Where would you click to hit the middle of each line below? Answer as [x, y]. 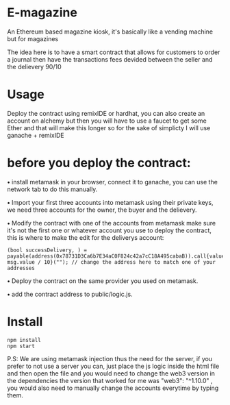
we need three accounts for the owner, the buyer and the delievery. [102, 210]
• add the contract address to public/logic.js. [70, 294]
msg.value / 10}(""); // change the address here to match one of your [111, 262]
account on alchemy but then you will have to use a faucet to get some [107, 121]
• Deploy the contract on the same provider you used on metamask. [103, 281]
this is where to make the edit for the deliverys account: [86, 237]
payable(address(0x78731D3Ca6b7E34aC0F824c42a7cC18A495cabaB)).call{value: [117, 256]
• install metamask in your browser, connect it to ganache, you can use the [112, 182]
